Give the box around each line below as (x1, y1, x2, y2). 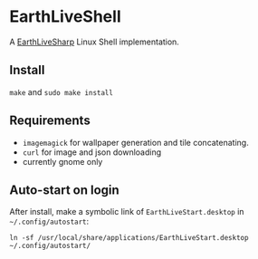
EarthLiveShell (9, 6, 121, 27)
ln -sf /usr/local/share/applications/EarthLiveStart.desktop (9, 234, 249, 243)
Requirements (9, 113, 91, 129)
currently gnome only (22, 156, 103, 167)
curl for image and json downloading (22, 147, 162, 158)
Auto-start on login (9, 182, 119, 197)
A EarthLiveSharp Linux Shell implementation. (9, 36, 179, 47)
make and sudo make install (9, 86, 113, 97)
